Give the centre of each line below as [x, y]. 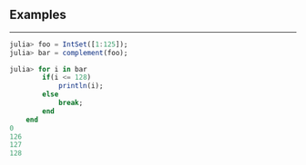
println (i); [81, 86]
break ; [71, 103]
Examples [38, 15]
